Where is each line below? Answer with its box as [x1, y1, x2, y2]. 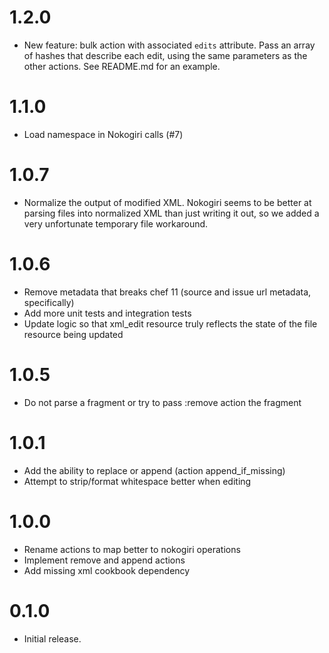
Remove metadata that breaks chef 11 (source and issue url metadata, [23, 286, 312, 298]
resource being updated [23, 328, 124, 340]
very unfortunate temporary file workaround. [23, 217, 209, 230]
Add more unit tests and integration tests [23, 307, 192, 319]
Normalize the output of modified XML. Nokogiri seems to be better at [23, 196, 312, 208]
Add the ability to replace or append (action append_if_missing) [23, 464, 286, 476]
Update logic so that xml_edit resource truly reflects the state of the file [23, 317, 318, 330]
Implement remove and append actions [23, 554, 186, 566]
